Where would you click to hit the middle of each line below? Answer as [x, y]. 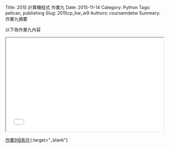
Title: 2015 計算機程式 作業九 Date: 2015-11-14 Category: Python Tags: [78, 7]
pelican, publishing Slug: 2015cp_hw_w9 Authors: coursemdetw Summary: [83, 13]
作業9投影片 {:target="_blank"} [37, 140]
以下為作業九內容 [23, 30]
